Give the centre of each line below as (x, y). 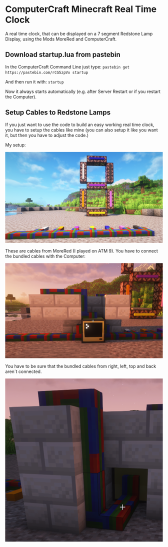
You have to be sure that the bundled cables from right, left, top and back (81, 366)
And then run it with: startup (34, 81)
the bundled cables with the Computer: (45, 256)
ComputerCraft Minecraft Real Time (81, 9)
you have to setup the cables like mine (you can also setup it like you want (82, 130)
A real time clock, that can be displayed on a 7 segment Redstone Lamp (79, 33)
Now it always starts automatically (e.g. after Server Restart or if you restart (83, 91)
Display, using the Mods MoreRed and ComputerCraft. (61, 39)
